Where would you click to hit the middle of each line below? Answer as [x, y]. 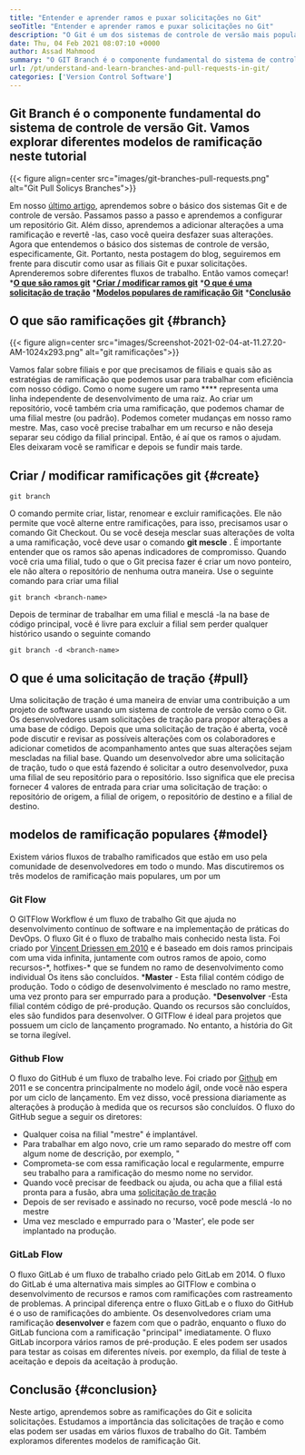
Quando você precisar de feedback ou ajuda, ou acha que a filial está [152, 1183]
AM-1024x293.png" [46, 352]
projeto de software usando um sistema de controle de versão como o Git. [148, 710]
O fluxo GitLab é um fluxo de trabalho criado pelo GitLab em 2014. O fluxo [148, 1274]
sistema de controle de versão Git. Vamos [130, 128]
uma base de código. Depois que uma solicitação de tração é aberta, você [148, 729]
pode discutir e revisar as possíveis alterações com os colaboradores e [143, 738]
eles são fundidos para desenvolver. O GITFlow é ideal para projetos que [146, 1016]
